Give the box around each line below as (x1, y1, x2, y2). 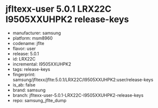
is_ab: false (12, 82, 36, 87)
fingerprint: (12, 71, 36, 77)
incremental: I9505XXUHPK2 (12, 61, 71, 67)
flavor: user (12, 45, 36, 51)
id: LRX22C (12, 56, 36, 62)
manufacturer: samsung (12, 30, 61, 36)
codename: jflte (12, 40, 45, 46)
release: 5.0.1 (12, 50, 39, 57)
